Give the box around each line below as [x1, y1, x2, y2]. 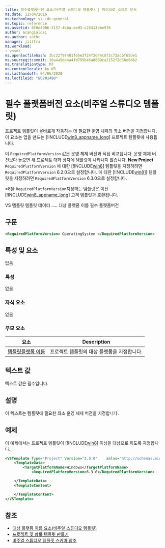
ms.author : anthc [5, 35, 41, 40]
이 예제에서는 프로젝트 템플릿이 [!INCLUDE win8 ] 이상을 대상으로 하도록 [5, 440, 142, 446]
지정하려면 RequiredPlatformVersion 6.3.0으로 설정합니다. [14, 175, 128, 181]
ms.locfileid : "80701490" [5, 76, 58, 81]
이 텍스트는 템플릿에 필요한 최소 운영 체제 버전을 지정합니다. [5, 410, 119, 416]
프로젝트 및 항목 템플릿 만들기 [12, 531, 69, 537]
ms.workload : [5, 44, 32, 49]
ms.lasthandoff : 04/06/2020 [5, 71, 63, 76]
